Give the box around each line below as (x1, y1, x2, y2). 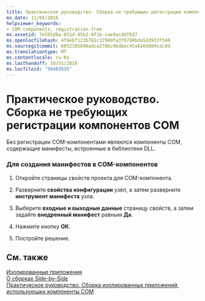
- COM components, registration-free (6, 26, 103, 32)
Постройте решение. (15, 234, 70, 242)
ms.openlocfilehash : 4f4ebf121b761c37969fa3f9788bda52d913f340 (6, 37, 171, 43)
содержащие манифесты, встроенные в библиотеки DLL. (6, 145, 156, 152)
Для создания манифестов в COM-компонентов (6, 160, 158, 169)
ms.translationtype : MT (6, 49, 67, 55)
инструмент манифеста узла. (15, 192, 95, 199)
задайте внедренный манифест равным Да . (15, 210, 133, 218)
